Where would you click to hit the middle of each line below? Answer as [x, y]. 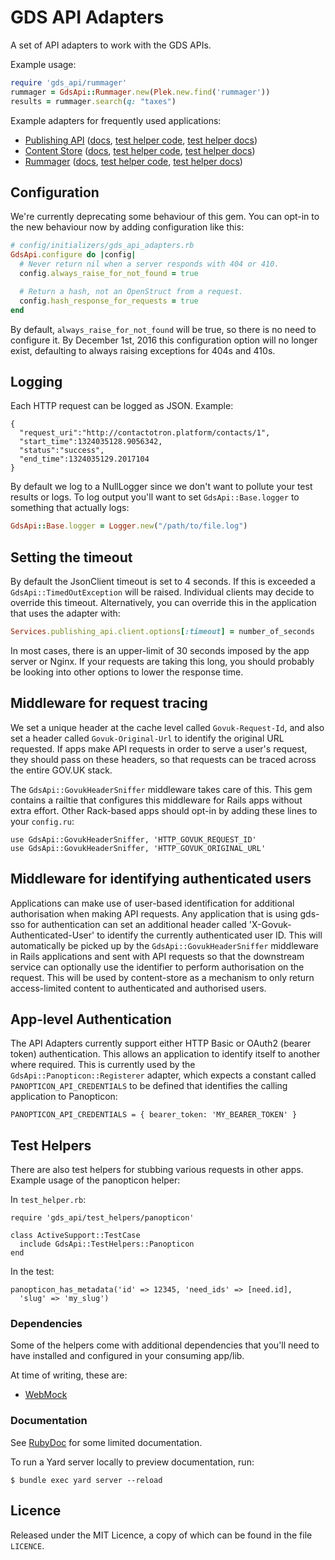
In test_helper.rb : [48, 1200]
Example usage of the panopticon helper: [95, 1180]
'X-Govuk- [270, 924]
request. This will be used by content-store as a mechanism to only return [162, 977]
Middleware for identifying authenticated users [161, 879]
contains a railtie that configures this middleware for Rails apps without [156, 800]
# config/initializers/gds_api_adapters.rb [102, 246]
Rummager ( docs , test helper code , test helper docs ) [133, 161]
